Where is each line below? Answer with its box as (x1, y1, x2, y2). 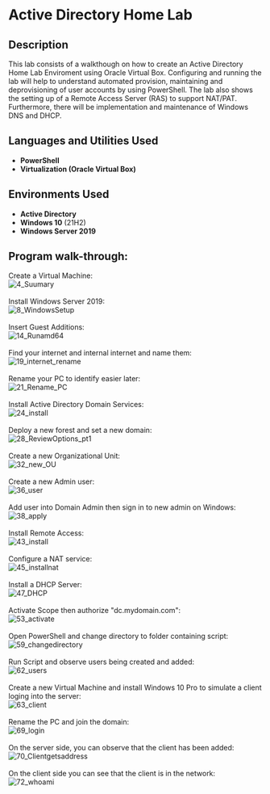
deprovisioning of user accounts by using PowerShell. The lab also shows (8, 85, 254, 95)
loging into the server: (8, 691, 82, 701)
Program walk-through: (8, 250, 129, 263)
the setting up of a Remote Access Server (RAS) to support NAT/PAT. (8, 94, 238, 103)
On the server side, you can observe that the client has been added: (8, 743, 235, 753)
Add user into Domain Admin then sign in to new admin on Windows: (8, 502, 236, 512)
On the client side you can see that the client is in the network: (8, 769, 216, 779)
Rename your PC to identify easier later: (8, 374, 141, 384)
